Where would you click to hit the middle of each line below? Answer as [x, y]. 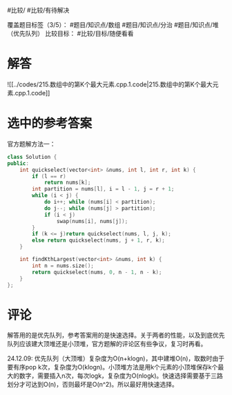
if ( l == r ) [49, 176]
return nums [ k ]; [67, 183]
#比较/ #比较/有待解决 [38, 10]
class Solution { [32, 157]
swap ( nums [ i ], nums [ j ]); [92, 221]
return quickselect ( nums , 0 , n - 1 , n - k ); [97, 272]
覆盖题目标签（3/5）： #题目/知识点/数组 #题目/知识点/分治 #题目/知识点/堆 [113, 25]
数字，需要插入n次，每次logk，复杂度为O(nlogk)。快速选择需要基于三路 [121, 376]
